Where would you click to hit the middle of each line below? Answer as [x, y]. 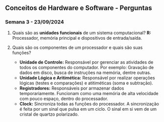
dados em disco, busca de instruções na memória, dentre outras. [85, 73]
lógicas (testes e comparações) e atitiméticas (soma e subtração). [86, 83]
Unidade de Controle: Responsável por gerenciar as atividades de [86, 62]
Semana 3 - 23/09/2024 [35, 22]
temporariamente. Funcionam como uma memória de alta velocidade [89, 93]
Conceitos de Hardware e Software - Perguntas [79, 8]
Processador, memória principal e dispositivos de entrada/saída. [77, 38]
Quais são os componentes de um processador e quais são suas [77, 47]
